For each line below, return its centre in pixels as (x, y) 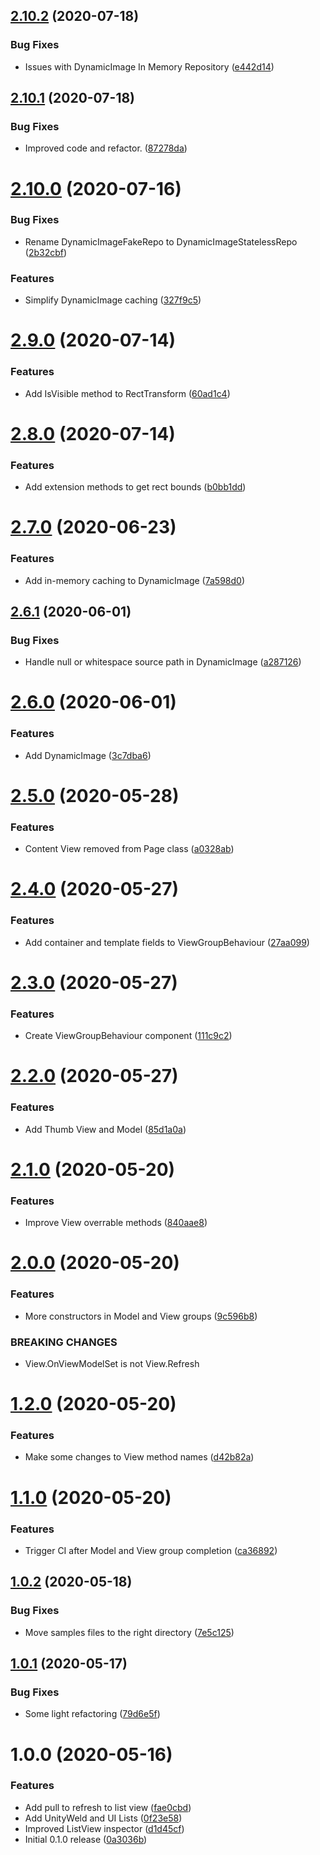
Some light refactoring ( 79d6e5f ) (92, 1714)
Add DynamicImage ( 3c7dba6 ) (88, 755)
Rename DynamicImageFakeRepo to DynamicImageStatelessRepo (161, 241)
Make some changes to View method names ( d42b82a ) (139, 1457)
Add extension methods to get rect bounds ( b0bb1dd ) (135, 487)
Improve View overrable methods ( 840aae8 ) (116, 1223)
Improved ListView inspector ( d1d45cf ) (104, 1828)
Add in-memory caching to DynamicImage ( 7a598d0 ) (134, 580)
